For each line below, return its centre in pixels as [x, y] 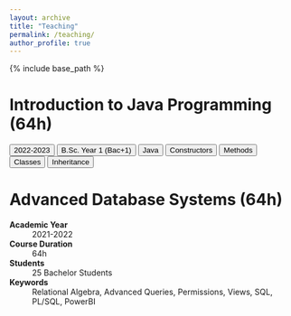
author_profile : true [50, 43]
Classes [28, 162]
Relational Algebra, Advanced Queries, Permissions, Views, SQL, [152, 292]
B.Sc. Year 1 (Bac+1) [96, 150]
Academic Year [38, 225]
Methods [238, 150]
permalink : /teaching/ [52, 34]
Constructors [191, 150]
